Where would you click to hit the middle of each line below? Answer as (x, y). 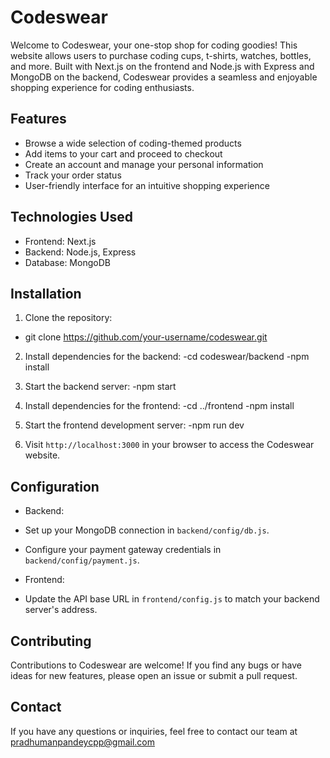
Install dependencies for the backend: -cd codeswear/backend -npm (167, 357)
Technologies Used (71, 217)
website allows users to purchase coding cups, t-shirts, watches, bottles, (161, 55)
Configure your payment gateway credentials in (123, 550)
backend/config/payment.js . (82, 560)
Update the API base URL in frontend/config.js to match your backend (172, 599)
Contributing (51, 641)
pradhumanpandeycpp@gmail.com (82, 742)
